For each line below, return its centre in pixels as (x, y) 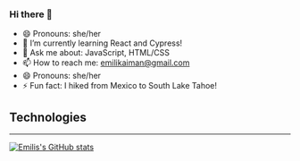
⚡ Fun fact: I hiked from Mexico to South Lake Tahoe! (119, 86)
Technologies (48, 117)
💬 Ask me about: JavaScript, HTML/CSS (96, 53)
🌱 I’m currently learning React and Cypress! (102, 43)
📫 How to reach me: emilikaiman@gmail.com (106, 63)
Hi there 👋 (31, 14)
